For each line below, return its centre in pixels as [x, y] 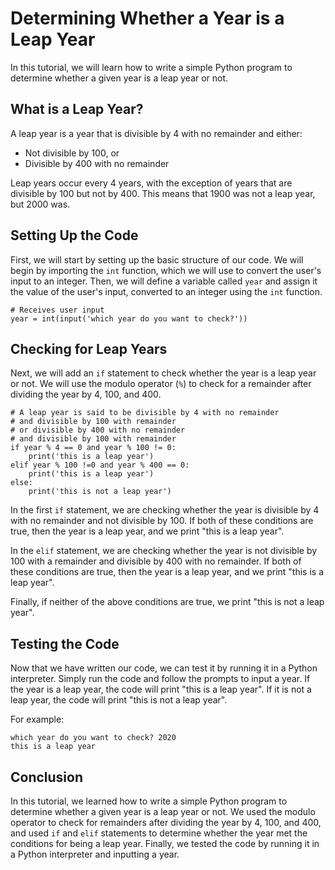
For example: [37, 719]
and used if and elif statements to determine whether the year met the [159, 833]
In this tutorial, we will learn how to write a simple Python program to [151, 67]
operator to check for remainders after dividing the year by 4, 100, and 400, [166, 822]
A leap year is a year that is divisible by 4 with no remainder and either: [156, 133]
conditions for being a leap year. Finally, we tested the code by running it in [165, 843]
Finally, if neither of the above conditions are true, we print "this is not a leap [167, 602]
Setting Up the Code [74, 235]
